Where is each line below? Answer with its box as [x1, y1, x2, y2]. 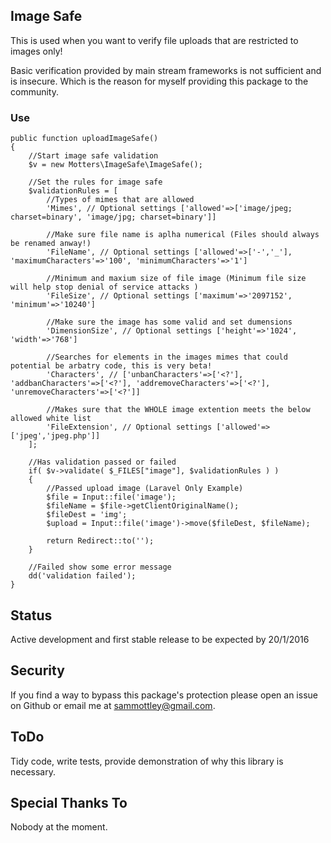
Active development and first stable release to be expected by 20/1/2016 [10, 633, 310, 645]
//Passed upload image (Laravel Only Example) [46, 484, 244, 494]
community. [10, 85, 59, 98]
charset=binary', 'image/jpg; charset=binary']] [10, 212, 217, 223]
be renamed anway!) [10, 239, 92, 249]
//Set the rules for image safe [28, 177, 163, 188]
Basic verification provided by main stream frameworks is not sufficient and [10, 64, 322, 76]
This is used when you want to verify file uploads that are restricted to [10, 34, 299, 46]
